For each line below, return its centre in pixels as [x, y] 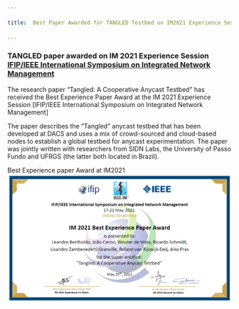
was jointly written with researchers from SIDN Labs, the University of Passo [119, 148]
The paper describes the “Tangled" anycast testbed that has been [104, 126]
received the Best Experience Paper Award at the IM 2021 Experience [109, 97]
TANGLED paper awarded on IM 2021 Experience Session [108, 56]
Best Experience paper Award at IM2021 [66, 170]
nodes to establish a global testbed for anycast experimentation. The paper [118, 141]
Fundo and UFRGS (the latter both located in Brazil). [83, 156]
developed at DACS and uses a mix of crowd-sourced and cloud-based [112, 133]
